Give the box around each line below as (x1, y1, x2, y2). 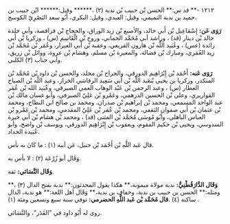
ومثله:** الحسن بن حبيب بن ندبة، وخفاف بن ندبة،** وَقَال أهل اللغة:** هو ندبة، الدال (8, 188, 220, 196)
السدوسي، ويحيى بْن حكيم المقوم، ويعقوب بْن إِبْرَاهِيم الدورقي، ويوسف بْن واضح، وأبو (8, 120, 224, 128)
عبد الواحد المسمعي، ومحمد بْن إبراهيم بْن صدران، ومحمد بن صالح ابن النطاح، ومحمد (8, 98, 223, 106)
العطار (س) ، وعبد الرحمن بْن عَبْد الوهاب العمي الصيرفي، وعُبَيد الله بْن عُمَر (8, 84, 199, 91)
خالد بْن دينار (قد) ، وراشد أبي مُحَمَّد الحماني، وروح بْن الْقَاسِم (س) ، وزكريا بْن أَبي (8, 34, 215, 42)
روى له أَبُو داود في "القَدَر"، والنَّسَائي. (8, 209, 102, 216)
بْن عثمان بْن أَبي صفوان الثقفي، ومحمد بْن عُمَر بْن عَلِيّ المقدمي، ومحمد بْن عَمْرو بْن (8, 106, 221, 113)
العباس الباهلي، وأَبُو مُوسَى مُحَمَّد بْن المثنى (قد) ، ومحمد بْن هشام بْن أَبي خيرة (8, 113, 206, 121)
